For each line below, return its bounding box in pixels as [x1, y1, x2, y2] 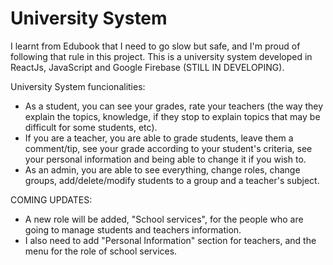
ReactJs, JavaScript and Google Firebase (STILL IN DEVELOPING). [10, 61, 285, 73]
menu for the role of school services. [24, 245, 178, 257]
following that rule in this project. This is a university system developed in [10, 50, 313, 62]
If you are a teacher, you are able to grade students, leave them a [24, 132, 294, 144]
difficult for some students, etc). [24, 121, 158, 133]
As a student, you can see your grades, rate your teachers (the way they [24, 100, 324, 112]
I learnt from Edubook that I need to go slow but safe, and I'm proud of [10, 40, 301, 52]
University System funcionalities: [10, 80, 146, 92]
